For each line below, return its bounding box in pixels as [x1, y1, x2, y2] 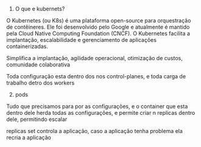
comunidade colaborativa [6, 61, 71, 68]
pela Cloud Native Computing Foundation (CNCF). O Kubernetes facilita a [6, 30, 191, 37]
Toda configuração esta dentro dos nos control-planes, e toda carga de [6, 73, 186, 80]
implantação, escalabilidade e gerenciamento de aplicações [6, 36, 157, 43]
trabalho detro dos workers [6, 79, 75, 86]
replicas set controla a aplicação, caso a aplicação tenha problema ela [6, 128, 183, 134]
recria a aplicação [6, 134, 52, 141]
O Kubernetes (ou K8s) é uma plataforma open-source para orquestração [6, 17, 191, 24]
